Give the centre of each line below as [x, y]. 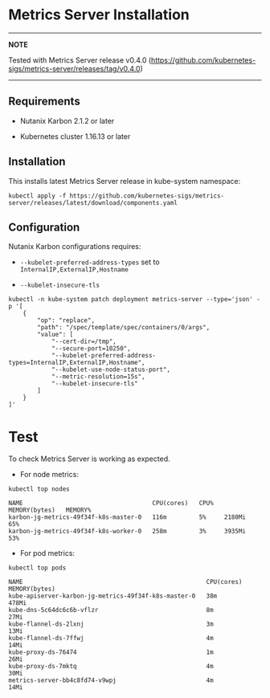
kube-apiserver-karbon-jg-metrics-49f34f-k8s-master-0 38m [113, 596]
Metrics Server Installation [99, 15]
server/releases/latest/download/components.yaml [93, 202]
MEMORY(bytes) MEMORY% [50, 510]
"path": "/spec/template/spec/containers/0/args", [124, 328]
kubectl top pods [37, 568]
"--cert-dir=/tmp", [84, 342]
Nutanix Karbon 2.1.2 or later [67, 120]
